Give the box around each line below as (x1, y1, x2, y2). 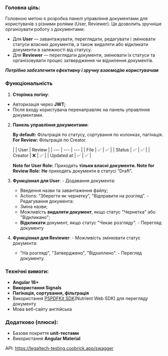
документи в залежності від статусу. (12, 47, 92, 53)
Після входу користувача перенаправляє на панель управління (12, 107, 150, 113)
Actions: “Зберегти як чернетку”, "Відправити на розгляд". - (20, 192, 149, 198)
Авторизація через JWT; (12, 101, 66, 107)
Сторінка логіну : (12, 91, 49, 97)
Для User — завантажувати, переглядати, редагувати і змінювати (12, 36, 155, 42)
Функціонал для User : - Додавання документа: (12, 177, 116, 183)
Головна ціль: (5, 4, 41, 11)
